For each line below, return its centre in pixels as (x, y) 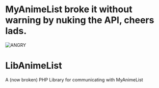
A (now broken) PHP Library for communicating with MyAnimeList (74, 79)
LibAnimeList (34, 66)
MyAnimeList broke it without (69, 9)
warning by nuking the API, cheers (80, 20)
